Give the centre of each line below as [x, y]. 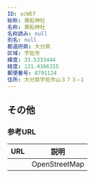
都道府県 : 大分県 [29, 47]
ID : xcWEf [22, 14]
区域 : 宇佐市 [24, 54]
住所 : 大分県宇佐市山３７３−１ [46, 79]
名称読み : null [27, 34]
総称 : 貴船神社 [26, 20]
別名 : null [22, 40]
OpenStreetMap [58, 165]
